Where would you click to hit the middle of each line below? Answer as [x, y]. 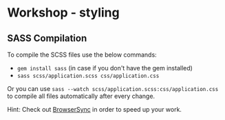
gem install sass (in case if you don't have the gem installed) [105, 68]
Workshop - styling [63, 13]
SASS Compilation [47, 38]
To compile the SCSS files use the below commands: [82, 54]
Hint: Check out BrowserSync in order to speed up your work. [95, 109]
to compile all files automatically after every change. [81, 96]
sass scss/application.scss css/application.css [88, 76]
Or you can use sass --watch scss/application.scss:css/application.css [113, 89]
